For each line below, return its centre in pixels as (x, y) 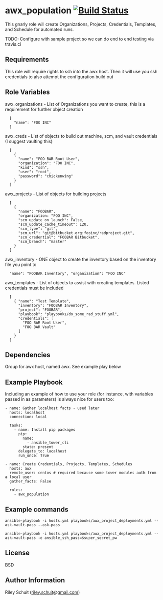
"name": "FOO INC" (33, 122)
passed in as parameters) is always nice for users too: (59, 399)
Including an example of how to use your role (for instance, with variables (79, 394)
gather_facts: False (30, 481)
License (17, 553)
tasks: (16, 425)
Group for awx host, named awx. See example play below (63, 367)
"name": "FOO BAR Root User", (49, 159)
